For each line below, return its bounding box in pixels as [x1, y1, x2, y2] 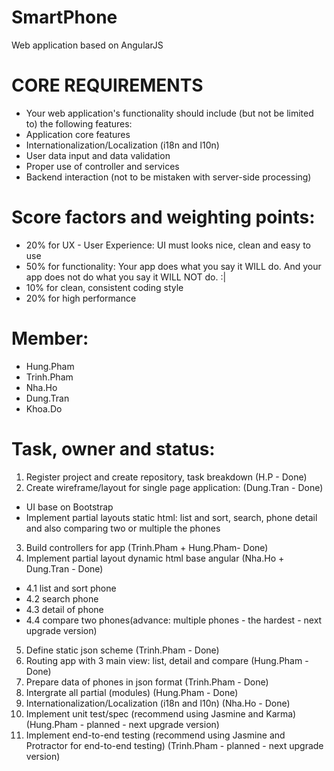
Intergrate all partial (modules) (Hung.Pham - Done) [25, 686, 239, 698]
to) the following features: [25, 117, 133, 130]
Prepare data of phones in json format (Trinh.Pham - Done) [25, 676, 269, 688]
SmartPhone [11, 6, 118, 29]
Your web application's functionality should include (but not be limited [25, 107, 314, 119]
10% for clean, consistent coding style [25, 281, 184, 293]
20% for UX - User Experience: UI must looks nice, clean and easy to [25, 239, 311, 251]
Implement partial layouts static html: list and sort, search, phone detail [25, 511, 318, 523]
